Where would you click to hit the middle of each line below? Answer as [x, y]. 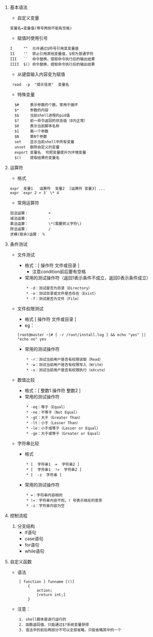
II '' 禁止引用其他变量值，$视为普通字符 [51, 54]
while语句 [34, 551]
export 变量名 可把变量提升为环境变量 [51, 152]
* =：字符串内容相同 [45, 495]
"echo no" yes [32, 339]
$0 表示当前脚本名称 [37, 126]
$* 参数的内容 [31, 110]
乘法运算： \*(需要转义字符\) [46, 224]
